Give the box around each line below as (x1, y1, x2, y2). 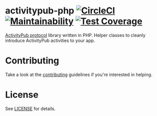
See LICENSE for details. (5, 105, 56, 111)
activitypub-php (5, 5, 75, 16)
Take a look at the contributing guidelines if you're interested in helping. (5, 71, 153, 77)
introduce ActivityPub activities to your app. (5, 37, 95, 43)
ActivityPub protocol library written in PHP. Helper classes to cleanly (5, 32, 146, 38)
